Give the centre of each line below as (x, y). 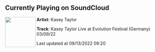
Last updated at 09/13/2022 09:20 (71, 43)
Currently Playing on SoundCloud (57, 8)
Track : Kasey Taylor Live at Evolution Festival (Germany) (93, 29)
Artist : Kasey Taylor (57, 19)
